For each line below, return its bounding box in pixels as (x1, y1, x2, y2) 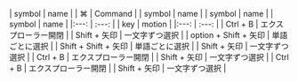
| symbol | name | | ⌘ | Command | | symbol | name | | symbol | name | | (9, 9, 274, 19)
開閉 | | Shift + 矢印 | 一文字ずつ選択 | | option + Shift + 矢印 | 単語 (47, 30, 288, 40)
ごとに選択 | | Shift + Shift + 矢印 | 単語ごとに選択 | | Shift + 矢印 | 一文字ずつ (9, 41, 289, 51)
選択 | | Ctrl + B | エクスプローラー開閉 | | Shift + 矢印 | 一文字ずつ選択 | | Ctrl (9, 52, 289, 62)
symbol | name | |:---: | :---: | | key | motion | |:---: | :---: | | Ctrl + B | (9, 19, 259, 29)
